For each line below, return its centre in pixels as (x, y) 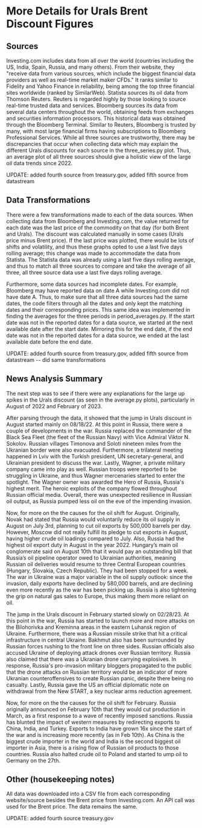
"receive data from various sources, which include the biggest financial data (101, 73)
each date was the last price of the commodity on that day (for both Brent (98, 227)
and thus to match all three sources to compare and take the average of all (99, 266)
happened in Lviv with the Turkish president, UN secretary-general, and (95, 456)
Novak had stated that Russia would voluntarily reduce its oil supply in (93, 519)
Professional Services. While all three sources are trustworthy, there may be (100, 137)
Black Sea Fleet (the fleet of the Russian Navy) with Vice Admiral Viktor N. (98, 437)
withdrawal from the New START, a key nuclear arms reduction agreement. (99, 691)
